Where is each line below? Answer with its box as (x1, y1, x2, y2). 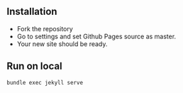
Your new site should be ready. (16, 39, 108, 48)
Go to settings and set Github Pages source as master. (16, 32, 177, 40)
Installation (6, 6, 57, 18)
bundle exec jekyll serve (6, 79, 83, 86)
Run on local (6, 60, 62, 72)
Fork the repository (16, 24, 74, 33)
